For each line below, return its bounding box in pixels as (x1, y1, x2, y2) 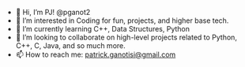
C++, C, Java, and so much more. (15, 41, 126, 50)
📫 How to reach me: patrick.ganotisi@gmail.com (15, 50, 176, 59)
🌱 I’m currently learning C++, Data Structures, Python (15, 24, 190, 33)
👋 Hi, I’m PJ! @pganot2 (15, 8, 91, 17)
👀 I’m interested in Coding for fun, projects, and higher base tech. (15, 16, 229, 25)
